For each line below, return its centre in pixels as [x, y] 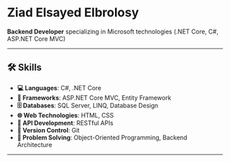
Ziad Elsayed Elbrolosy [73, 13]
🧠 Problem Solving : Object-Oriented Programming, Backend [102, 137]
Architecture [35, 144]
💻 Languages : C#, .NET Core [59, 87]
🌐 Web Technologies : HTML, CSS [65, 115]
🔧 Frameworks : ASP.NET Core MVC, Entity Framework [94, 98]
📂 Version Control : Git [48, 130]
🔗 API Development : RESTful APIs [65, 123]
